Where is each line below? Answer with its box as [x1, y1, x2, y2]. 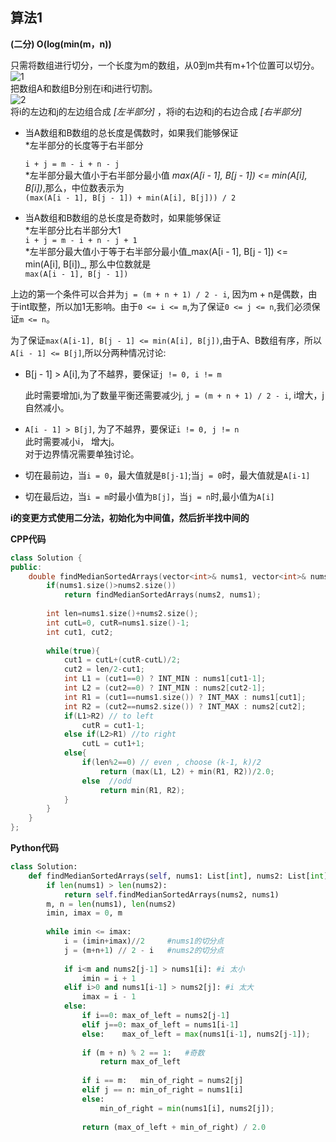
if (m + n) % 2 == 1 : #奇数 [81, 1048, 205, 1058]
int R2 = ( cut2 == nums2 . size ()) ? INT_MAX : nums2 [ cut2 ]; [63, 701, 307, 712]
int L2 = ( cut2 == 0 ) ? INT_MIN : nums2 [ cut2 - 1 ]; [63, 683, 267, 693]
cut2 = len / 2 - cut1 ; [63, 664, 145, 675]
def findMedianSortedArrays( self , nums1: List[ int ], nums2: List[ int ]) [28, 871, 333, 881]
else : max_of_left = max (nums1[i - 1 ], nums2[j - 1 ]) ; [81, 1029, 311, 1039]
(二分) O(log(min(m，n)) [10, 38, 112, 50]
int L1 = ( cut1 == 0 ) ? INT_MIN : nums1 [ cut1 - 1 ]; [63, 674, 267, 684]
